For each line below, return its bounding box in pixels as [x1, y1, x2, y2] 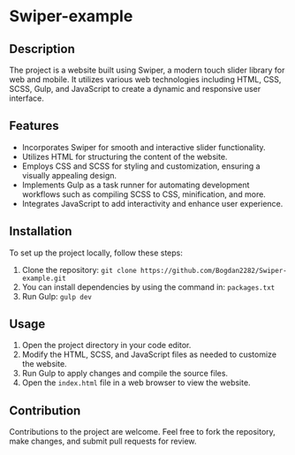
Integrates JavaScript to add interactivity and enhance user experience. [21, 198, 284, 209]
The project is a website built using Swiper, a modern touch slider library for [9, 64, 285, 75]
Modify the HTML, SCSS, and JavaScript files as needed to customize [21, 349, 276, 360]
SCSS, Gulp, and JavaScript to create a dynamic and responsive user [9, 84, 261, 94]
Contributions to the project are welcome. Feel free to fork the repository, [9, 427, 276, 437]
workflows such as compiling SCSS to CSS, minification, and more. [21, 188, 267, 200]
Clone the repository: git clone [21, 264, 137, 275]
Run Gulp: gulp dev [21, 291, 93, 301]
